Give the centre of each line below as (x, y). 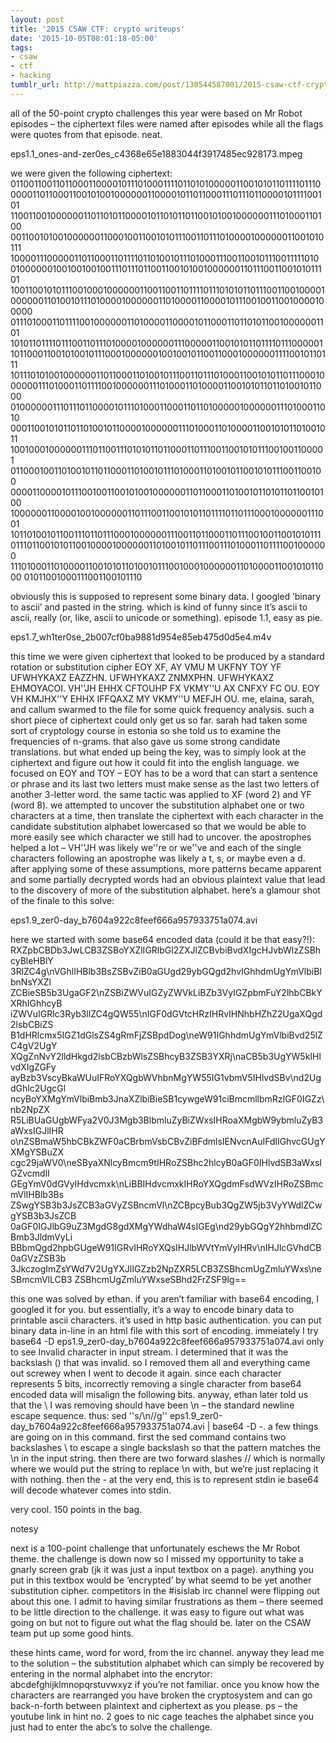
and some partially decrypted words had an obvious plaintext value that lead (168, 879)
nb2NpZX (30, 1109)
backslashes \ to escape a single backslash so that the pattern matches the (166, 1447)
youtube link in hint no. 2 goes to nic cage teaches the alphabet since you (162, 1716)
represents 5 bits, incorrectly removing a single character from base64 (156, 1383)
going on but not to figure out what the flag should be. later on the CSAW (161, 1622)
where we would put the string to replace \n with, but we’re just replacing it (164, 1468)
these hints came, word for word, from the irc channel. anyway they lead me (167, 1652)
